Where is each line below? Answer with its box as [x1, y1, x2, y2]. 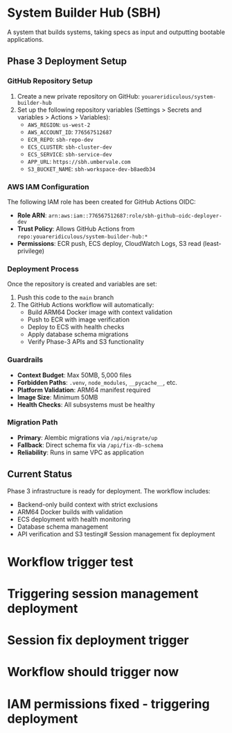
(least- [202, 239, 222, 247]
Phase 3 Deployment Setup [7, 56, 127, 67]
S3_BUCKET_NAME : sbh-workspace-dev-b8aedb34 [27, 165, 156, 173]
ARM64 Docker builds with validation [17, 507, 123, 516]
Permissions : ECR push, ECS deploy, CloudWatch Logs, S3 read [17, 239, 202, 247]
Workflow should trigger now [7, 664, 179, 680]
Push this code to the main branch [17, 293, 114, 302]
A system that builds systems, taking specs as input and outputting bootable [7, 28, 225, 36]
